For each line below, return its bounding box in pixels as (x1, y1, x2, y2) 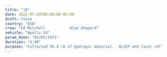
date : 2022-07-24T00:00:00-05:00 (5, 12, 75, 17)
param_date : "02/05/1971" (5, 35, 59, 40)
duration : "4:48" (5, 40, 41, 45)
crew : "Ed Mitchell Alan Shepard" (5, 26, 99, 31)
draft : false (5, 16, 32, 21)
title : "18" (5, 7, 30, 12)
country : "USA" (5, 21, 37, 26)
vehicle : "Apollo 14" (5, 30, 50, 35)
